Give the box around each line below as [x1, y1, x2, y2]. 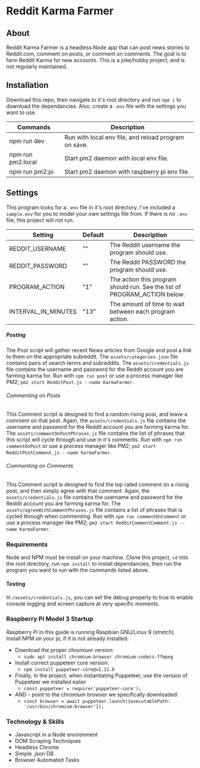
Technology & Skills [6, 717, 64, 726]
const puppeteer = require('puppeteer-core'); [23, 685, 142, 691]
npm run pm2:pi [9, 167, 54, 176]
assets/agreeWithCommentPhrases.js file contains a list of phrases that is [6, 507, 183, 513]
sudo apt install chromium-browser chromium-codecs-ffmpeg [23, 654, 174, 660]
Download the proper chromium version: [14, 646, 114, 653]
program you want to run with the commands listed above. [6, 566, 149, 574]
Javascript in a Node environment [14, 731, 98, 738]
